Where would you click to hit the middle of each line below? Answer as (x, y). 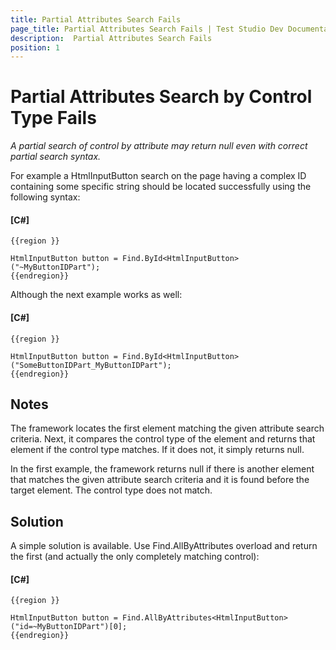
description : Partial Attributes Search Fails (111, 38)
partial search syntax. (56, 157)
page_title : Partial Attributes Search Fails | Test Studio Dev (147, 29)
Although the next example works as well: (96, 295)
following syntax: (45, 197)
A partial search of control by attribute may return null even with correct (159, 146)
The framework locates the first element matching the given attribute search (167, 428)
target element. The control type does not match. (111, 490)
